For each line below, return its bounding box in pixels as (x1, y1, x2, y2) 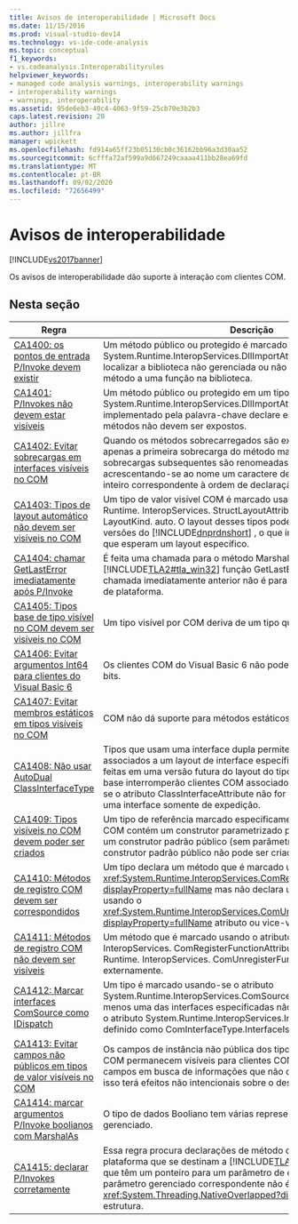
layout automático (13, 509, 89, 522)
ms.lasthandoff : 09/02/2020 (9, 179, 114, 188)
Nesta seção (9, 297, 81, 312)
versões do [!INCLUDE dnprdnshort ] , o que (103, 526, 283, 539)
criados (13, 846, 46, 859)
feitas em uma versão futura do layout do (103, 765, 274, 778)
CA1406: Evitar (13, 647, 78, 660)
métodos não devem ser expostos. (103, 420, 247, 432)
